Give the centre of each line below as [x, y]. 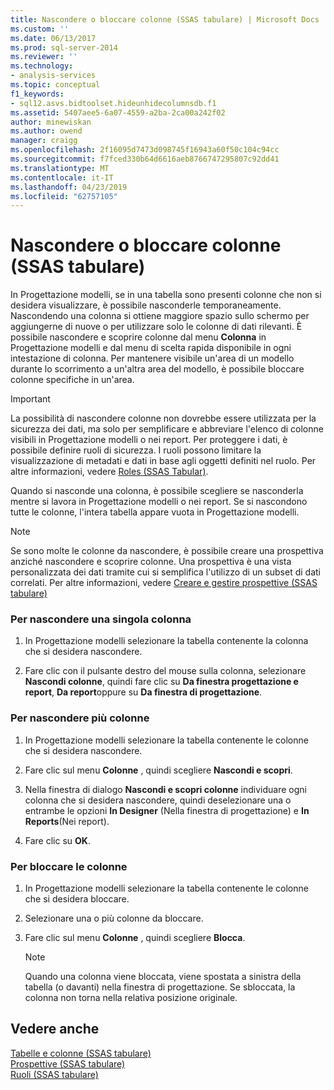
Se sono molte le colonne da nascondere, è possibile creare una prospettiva [167, 551]
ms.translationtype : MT [60, 168]
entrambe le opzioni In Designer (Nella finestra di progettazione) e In [167, 810]
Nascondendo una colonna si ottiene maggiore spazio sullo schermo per [160, 316]
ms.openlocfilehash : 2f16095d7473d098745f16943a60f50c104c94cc [145, 150]
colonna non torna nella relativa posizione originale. [131, 998]
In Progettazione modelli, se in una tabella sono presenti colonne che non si [166, 295]
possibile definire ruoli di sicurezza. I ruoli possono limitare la [136, 450]
